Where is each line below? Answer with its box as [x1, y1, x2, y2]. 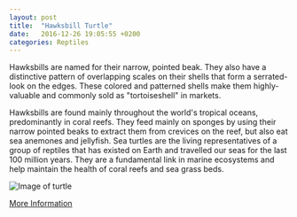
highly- [253, 81, 279, 91]
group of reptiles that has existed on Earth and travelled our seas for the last [9, 145, 287, 156]
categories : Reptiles [9, 37, 90, 47]
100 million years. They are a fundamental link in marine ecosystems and [9, 154, 275, 165]
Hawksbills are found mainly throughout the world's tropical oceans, [9, 107, 259, 118]
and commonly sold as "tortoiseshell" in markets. [42, 90, 222, 101]
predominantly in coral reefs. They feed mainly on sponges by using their [9, 117, 277, 128]
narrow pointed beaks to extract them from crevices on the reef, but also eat [9, 126, 288, 137]
